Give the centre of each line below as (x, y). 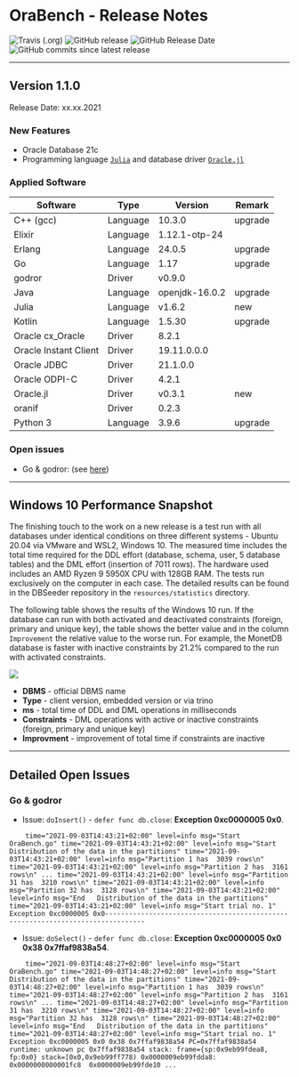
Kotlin (26, 321)
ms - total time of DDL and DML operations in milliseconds (129, 710)
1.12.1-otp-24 (190, 235)
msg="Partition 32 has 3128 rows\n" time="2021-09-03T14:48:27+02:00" (145, 1019)
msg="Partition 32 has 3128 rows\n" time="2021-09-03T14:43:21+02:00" (145, 891)
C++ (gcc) (36, 221)
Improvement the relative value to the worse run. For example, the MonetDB (146, 638)
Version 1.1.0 (45, 86)
